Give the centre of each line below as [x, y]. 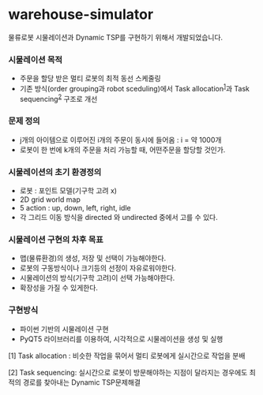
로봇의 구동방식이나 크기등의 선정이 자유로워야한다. [98, 268]
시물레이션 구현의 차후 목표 [56, 240]
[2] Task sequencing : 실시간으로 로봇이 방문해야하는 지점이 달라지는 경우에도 [128, 372]
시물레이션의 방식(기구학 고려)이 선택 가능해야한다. [97, 278]
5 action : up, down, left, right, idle [75, 208]
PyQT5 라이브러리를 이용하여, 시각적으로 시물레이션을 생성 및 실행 [121, 339]
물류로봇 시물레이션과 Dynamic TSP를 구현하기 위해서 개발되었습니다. [116, 37]
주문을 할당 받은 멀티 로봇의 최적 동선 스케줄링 [90, 78]
